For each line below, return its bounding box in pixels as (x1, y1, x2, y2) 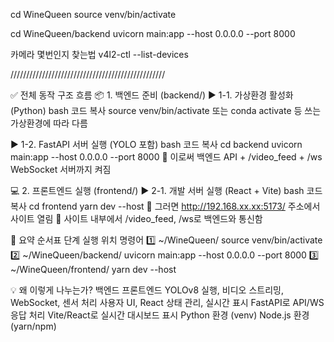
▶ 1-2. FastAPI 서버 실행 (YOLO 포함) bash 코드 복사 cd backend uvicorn (10, 139, 303, 150)
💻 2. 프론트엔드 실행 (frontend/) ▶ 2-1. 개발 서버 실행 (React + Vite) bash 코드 (10, 185, 323, 196)
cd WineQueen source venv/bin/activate (10, 9, 177, 20)
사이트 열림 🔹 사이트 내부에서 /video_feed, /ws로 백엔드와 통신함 (10, 213, 263, 224)
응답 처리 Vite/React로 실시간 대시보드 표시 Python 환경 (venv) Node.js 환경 (10, 309, 310, 321)
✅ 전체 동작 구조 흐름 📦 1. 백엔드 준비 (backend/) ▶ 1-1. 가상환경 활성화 (10, 89, 294, 101)
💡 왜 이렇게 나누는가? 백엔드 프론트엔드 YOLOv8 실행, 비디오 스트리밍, (10, 284, 284, 296)
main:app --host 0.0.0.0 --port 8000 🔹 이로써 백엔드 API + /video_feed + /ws (10, 151, 323, 163)
